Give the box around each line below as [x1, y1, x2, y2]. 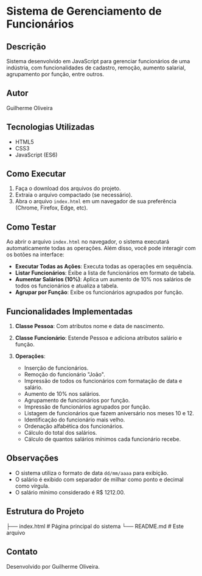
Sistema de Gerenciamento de [6, 4, 162, 18]
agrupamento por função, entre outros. [6, 71, 105, 77]
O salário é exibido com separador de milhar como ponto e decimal [15, 476, 184, 483]
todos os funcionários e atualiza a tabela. [15, 282, 119, 290]
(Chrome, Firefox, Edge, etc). [15, 204, 88, 211]
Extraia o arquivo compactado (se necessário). [15, 191, 133, 198]
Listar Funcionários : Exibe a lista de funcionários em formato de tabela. [15, 269, 196, 276]
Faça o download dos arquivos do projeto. [15, 184, 121, 192]
